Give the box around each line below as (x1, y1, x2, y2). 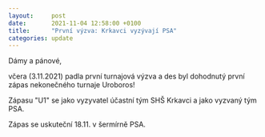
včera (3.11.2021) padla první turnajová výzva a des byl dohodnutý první (8, 71, 246, 81)
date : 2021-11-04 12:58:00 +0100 (8, 19, 142, 27)
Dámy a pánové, (8, 56, 62, 66)
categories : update (8, 34, 74, 42)
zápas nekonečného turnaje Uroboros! (8, 80, 135, 90)
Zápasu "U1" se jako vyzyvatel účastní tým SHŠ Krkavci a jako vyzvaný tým (8, 95, 258, 105)
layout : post (8, 11, 66, 20)
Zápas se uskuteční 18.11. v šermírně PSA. (8, 119, 147, 129)
